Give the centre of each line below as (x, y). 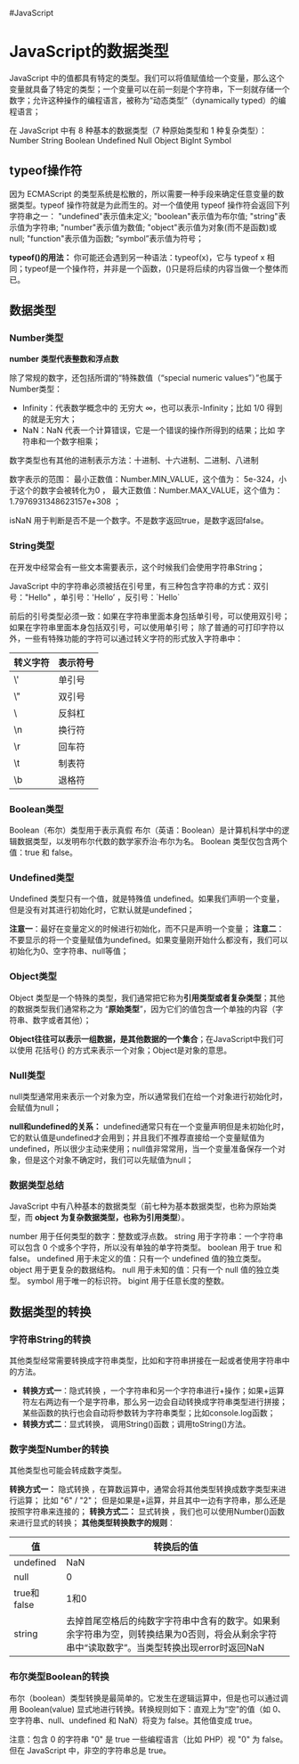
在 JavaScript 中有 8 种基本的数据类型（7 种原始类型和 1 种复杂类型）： (138, 130)
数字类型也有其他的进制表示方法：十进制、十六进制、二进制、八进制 (134, 460)
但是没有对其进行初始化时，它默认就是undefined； (102, 910)
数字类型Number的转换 (59, 1449)
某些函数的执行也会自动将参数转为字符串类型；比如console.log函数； (149, 1413)
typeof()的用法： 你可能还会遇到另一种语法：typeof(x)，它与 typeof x (137, 257)
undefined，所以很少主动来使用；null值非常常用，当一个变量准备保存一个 (144, 1148)
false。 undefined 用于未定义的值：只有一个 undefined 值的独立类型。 (138, 1259)
